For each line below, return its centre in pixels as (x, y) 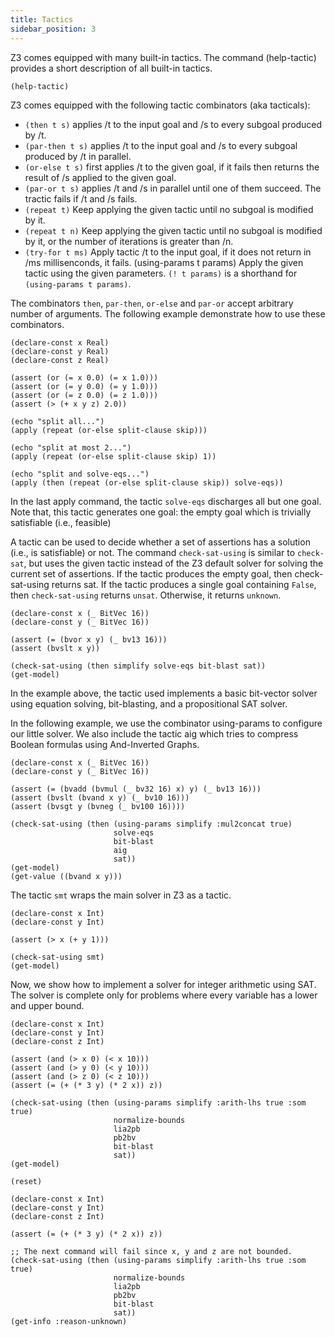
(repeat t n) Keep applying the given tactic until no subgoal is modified (173, 230)
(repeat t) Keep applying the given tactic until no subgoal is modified (169, 209)
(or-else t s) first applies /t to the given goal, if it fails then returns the (172, 167)
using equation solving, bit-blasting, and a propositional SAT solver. (149, 703)
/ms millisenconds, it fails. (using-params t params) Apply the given (164, 262)
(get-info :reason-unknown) (69, 1321)
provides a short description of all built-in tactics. (111, 68)
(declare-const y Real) (60, 351)
